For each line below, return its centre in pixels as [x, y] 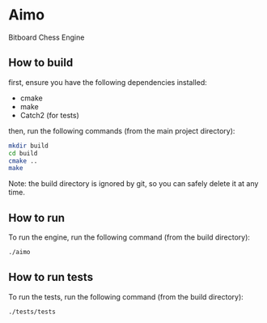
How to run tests [51, 277]
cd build [23, 153]
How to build [41, 63]
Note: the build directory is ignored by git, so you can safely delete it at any [133, 184]
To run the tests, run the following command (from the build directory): [126, 296]
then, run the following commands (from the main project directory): [122, 130]
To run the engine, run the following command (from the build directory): [129, 237]
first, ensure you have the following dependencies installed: [108, 82]
